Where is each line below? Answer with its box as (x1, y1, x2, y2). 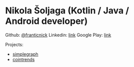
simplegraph (12, 51, 38, 57)
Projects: (5, 41, 23, 47)
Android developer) (5, 15, 88, 27)
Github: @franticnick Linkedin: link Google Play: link (5, 32, 111, 38)
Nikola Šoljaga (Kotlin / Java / (5, 5, 129, 16)
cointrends (12, 56, 35, 62)
